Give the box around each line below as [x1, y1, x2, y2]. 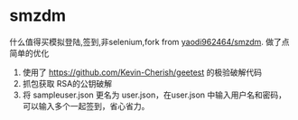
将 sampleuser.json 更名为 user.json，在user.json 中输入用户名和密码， [22, 89, 287, 100]
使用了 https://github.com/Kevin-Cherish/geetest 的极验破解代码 [22, 67, 262, 78]
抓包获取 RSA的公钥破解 [22, 78, 113, 88]
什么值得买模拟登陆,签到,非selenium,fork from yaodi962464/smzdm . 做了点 [9, 36, 291, 47]
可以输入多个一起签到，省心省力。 [22, 100, 150, 111]
